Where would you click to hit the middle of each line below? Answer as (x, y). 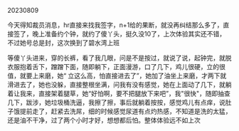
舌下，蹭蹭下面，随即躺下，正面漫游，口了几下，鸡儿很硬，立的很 (128, 67)
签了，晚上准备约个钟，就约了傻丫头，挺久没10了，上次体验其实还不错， (119, 34)
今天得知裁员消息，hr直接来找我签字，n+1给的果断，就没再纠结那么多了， (115, 25)
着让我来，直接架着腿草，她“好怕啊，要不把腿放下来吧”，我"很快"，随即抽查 (119, 93)
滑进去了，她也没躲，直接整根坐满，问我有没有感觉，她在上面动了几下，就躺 (119, 84)
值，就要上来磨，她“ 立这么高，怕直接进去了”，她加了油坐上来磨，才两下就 (117, 75)
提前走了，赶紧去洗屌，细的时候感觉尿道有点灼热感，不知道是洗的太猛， (126, 111)
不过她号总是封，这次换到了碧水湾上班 (63, 43)
